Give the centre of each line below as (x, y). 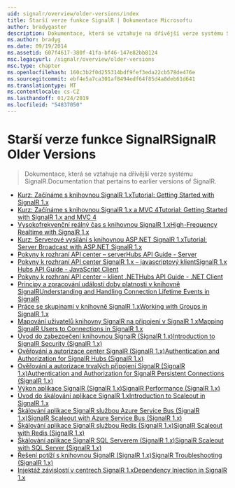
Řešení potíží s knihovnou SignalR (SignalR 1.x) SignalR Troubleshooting (120, 455)
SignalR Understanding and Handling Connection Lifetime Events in (113, 291)
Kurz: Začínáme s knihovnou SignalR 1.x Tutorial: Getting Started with (116, 195)
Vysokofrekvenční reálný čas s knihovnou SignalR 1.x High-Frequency (117, 224)
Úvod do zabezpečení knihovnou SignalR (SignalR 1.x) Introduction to (116, 336)
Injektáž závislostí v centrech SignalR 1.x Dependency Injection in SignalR (122, 470)
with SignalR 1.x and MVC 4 (57, 217)
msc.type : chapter (34, 66)
